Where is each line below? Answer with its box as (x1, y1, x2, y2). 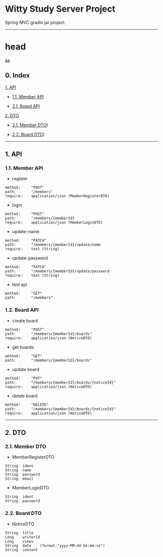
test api (12, 281, 28, 288)
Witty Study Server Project (5, 3, 115, 15)
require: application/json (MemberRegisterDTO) (5, 194, 110, 199)
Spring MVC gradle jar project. (5, 19, 66, 25)
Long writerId (5, 535, 40, 539)
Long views (5, 539, 34, 544)
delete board (12, 393, 38, 399)
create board (12, 317, 38, 323)
